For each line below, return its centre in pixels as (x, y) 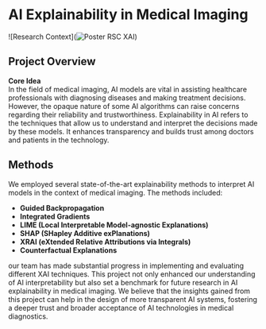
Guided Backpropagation (62, 207)
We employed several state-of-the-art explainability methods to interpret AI (131, 184)
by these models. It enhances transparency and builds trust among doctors (131, 131)
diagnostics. (28, 316)
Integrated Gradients (55, 216)
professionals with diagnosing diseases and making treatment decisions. (127, 98)
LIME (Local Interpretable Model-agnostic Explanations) (114, 225)
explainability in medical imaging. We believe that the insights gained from (129, 291)
